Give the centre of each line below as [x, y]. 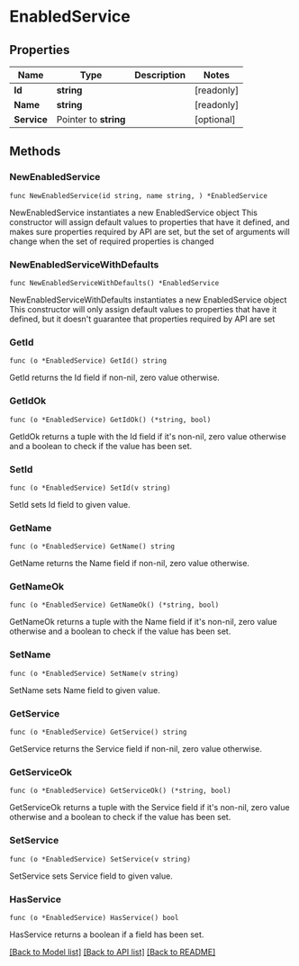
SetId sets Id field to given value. [70, 504]
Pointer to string [91, 119]
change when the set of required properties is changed [112, 241]
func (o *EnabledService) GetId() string [88, 361]
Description [160, 75]
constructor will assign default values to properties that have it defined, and [149, 221]
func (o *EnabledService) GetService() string [98, 732]
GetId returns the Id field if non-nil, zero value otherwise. [115, 378]
